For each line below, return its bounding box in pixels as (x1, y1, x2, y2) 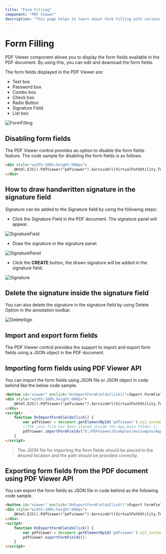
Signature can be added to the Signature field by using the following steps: (5, 206, 157, 212)
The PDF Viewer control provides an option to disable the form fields (5, 147, 145, 154)
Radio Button (12, 100, 39, 106)
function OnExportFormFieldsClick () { (14, 525, 94, 531)
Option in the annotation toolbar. (5, 307, 71, 313)
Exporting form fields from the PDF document (5, 467, 148, 475)
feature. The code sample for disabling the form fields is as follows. (5, 153, 142, 159)
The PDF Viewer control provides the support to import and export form (5, 344, 151, 350)
